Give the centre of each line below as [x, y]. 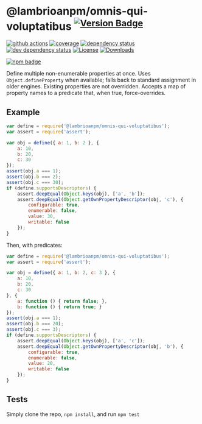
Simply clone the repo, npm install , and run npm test [73, 414]
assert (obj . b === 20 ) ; [35, 324]
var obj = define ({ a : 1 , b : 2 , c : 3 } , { [61, 273]
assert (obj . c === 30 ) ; [35, 182]
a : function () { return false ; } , [62, 301]
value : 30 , [42, 217]
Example [23, 112]
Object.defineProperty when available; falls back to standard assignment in [101, 80]
